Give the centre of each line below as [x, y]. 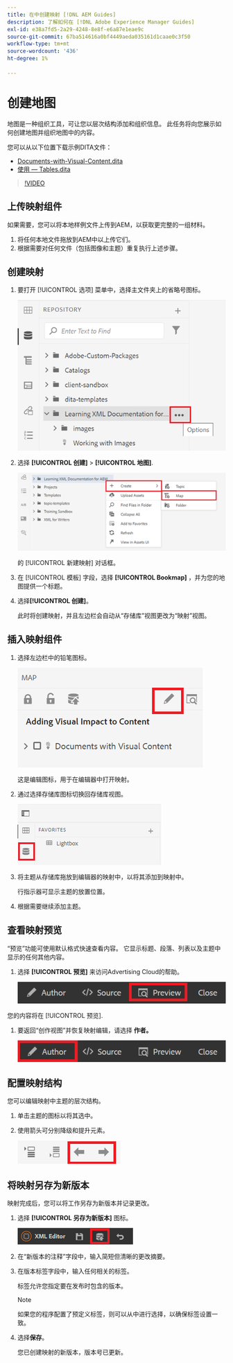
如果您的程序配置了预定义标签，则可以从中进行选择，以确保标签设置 [114, 1314]
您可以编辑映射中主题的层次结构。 [56, 1101]
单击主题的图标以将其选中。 [57, 1115]
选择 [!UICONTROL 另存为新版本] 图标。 [75, 1218]
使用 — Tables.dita [44, 169]
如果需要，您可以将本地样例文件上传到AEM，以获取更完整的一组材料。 [108, 225]
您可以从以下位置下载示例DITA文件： [60, 147]
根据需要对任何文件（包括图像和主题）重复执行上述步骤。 [99, 248]
